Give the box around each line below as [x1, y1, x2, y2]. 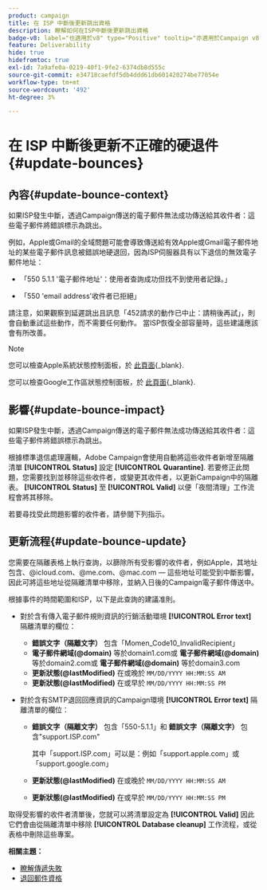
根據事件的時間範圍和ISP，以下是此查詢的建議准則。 [8, 594, 180, 604]
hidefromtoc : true [8, 57, 69, 65]
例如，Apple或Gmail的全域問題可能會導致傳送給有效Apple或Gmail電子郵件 [8, 237, 252, 247]
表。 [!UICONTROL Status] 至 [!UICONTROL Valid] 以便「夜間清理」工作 [8, 483, 248, 492]
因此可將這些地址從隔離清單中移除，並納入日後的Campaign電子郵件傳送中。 [8, 577, 259, 586]
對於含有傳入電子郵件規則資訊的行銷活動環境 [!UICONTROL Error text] [19, 611, 252, 621]
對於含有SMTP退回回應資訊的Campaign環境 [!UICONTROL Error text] [19, 695, 249, 704]
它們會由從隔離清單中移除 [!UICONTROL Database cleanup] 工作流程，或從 [8, 819, 257, 829]
